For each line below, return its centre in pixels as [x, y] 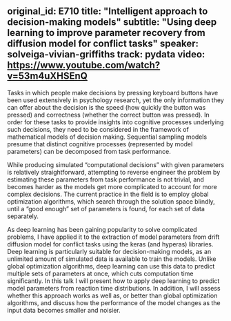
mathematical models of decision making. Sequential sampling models [107, 137]
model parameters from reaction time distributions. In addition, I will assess [114, 288]
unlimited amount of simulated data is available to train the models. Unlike [112, 259]
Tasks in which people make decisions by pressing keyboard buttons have [113, 93]
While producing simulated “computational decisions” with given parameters [116, 164]
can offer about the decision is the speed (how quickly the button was [107, 107]
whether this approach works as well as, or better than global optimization [112, 295]
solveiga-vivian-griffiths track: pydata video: [106, 55]
